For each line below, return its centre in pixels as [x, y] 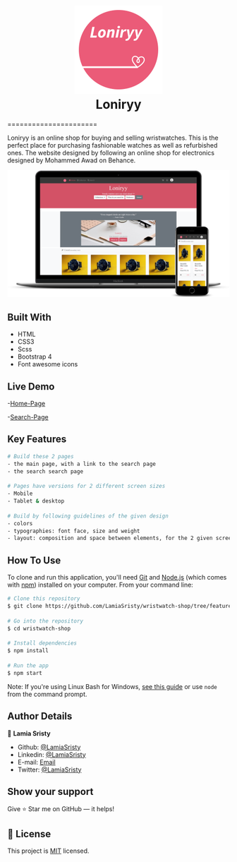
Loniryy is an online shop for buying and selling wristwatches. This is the [113, 138]
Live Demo [31, 387]
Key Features [37, 439]
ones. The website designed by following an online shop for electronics [111, 152]
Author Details [40, 716]
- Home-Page [26, 403]
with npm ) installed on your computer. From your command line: [101, 585]
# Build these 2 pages [41, 456]
